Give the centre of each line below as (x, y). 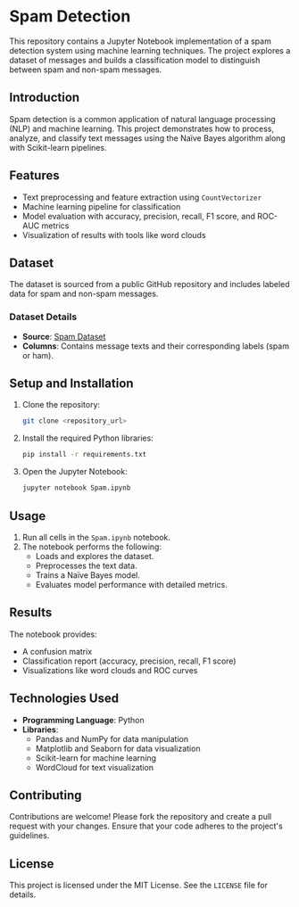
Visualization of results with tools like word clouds (114, 235)
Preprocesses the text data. (86, 565)
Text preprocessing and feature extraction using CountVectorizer (141, 197)
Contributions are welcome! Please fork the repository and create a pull (141, 817)
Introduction (45, 98)
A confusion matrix (57, 651)
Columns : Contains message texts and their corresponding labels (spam (156, 346)
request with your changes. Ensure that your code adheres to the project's (146, 826)
